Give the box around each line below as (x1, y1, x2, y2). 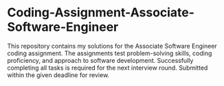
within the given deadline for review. (7, 70, 110, 79)
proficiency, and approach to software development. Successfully (7, 56, 194, 64)
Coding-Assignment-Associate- (7, 5, 194, 20)
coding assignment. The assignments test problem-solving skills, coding (7, 49, 212, 57)
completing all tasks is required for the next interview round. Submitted (7, 63, 208, 72)
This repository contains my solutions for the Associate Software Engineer (7, 42, 218, 50)
